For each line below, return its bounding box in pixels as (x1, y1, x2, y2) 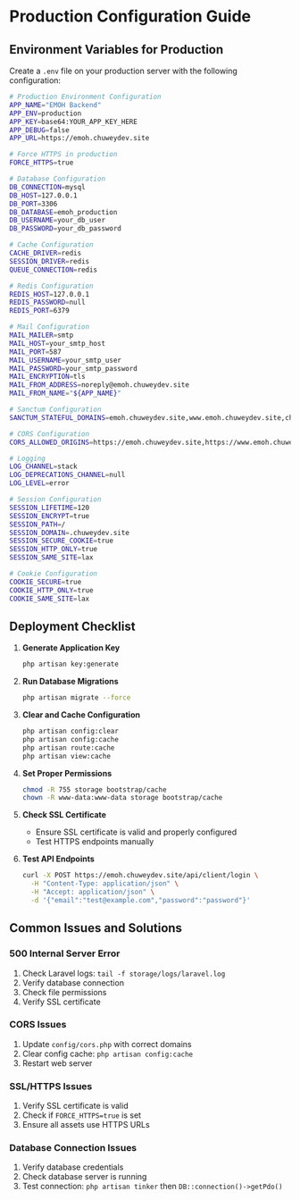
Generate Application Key (21, 642, 121, 653)
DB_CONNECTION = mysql (9, 182, 87, 191)
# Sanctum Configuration (9, 405, 102, 414)
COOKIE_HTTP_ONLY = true (9, 585, 94, 595)
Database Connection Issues (9, 1142, 137, 1154)
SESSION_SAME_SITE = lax (9, 553, 94, 562)
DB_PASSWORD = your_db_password (9, 224, 122, 233)
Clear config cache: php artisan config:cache (21, 1048, 194, 1059)
